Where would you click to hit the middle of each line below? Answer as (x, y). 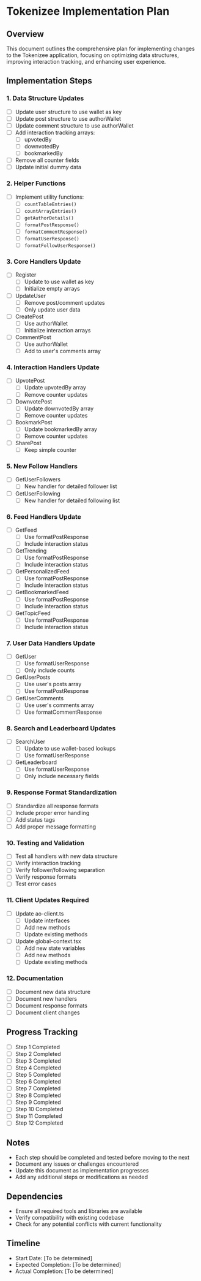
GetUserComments (39, 698)
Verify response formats (46, 877)
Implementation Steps (49, 81)
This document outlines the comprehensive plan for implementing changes (101, 48)
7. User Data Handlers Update (51, 643)
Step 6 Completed (38, 1082)
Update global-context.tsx (48, 941)
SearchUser (30, 742)
